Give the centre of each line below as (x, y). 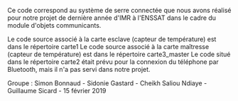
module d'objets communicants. (54, 25)
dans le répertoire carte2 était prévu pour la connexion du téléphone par (113, 62)
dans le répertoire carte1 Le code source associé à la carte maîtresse (108, 47)
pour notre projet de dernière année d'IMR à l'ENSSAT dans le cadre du (112, 18)
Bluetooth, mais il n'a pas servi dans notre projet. (79, 69)
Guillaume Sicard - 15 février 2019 (57, 91)
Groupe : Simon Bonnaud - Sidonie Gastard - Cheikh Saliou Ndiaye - (107, 83)
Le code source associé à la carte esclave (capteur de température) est (112, 39)
